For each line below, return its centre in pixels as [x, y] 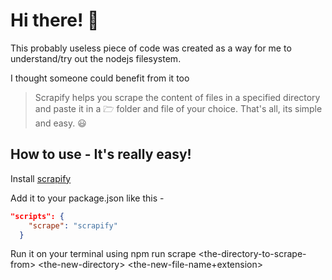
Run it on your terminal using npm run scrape [103, 254]
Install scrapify [41, 178]
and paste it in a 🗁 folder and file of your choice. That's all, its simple [178, 108]
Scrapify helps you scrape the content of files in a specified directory [177, 97]
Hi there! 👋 [55, 20]
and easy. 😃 [60, 123]
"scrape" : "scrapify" [73, 225]
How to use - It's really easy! [101, 154]
